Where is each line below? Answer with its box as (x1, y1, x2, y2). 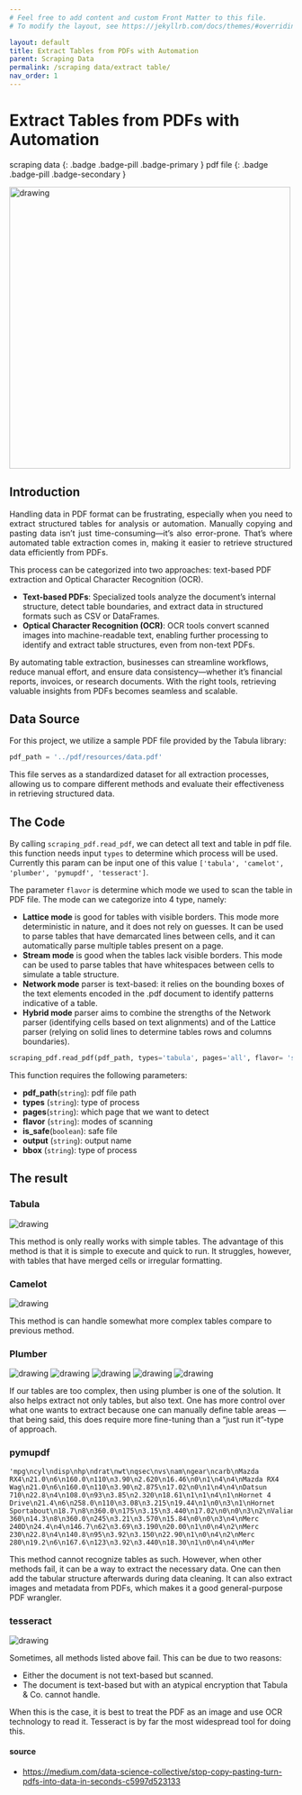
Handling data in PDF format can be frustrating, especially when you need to (9, 508, 293, 519)
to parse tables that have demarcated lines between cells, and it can (22, 930, 276, 942)
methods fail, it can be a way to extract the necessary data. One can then (9, 1563, 281, 1574)
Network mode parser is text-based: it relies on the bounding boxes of (22, 979, 285, 990)
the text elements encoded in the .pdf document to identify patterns (22, 988, 274, 999)
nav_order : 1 (9, 71, 58, 81)
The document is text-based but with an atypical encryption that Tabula (22, 1679, 289, 1690)
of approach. (9, 1424, 58, 1434)
